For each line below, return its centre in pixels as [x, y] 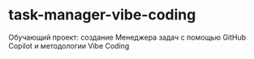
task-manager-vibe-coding [102, 15]
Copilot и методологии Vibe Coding [69, 45]
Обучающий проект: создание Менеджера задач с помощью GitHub [127, 37]
